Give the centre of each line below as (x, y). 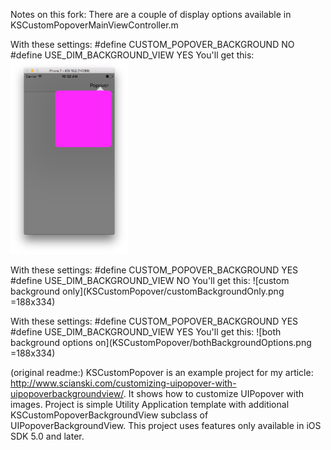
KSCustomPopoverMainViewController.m (94, 25)
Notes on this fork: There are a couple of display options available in (151, 14)
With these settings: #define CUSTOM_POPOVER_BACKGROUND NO (152, 44)
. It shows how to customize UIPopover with (214, 393)
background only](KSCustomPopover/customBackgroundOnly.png (147, 291)
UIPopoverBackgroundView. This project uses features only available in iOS (166, 425)
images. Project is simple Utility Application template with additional (150, 404)
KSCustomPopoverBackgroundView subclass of (109, 415)
